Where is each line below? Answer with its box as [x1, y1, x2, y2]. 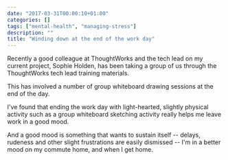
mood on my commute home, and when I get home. [7, 146, 153, 154]
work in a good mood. [7, 117, 69, 126]
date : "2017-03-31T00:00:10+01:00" [7, 10, 109, 17]
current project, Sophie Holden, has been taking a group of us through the [7, 62, 217, 70]
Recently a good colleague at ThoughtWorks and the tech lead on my [7, 54, 203, 62]
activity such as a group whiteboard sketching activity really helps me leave [7, 111, 222, 119]
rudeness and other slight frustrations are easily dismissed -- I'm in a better [7, 138, 221, 146]
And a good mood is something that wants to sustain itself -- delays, [7, 131, 201, 139]
